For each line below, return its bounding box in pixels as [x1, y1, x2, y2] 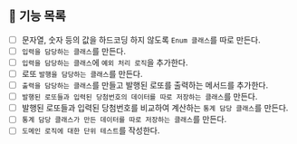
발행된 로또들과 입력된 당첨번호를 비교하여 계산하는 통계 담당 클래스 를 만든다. [21, 102, 289, 113]
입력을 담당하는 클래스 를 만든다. [21, 45, 126, 56]
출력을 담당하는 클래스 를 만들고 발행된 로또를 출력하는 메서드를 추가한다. [21, 80, 269, 91]
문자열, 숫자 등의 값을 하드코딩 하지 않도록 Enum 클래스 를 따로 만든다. [21, 34, 262, 45]
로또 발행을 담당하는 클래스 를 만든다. [21, 69, 143, 79]
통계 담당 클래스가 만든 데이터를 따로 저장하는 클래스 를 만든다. [21, 114, 227, 125]
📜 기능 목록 [8, 8, 67, 24]
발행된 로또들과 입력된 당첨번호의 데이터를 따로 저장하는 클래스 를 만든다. [21, 91, 258, 102]
